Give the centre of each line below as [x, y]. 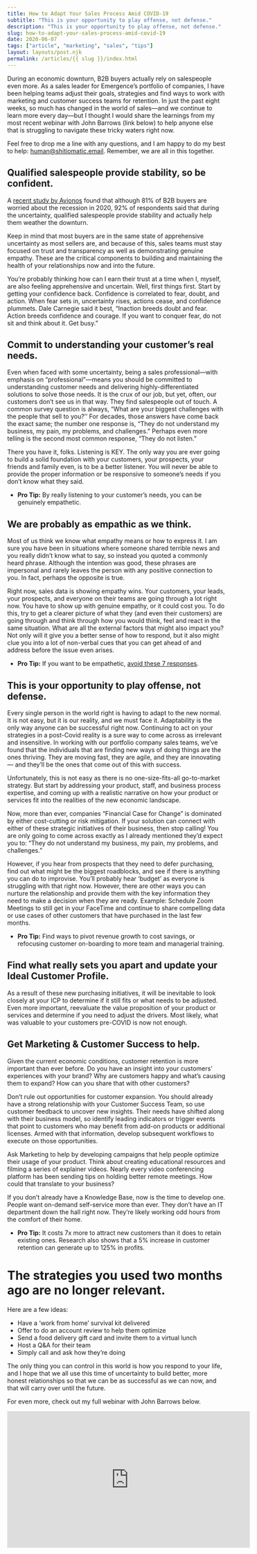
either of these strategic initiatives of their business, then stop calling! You [113, 828]
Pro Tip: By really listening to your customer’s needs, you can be [109, 495]
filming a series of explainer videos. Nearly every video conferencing [106, 1169]
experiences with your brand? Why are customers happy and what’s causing [116, 1075]
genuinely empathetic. [49, 502]
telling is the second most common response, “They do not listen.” [102, 438]
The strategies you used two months [115, 1275]
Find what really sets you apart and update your [113, 965]
